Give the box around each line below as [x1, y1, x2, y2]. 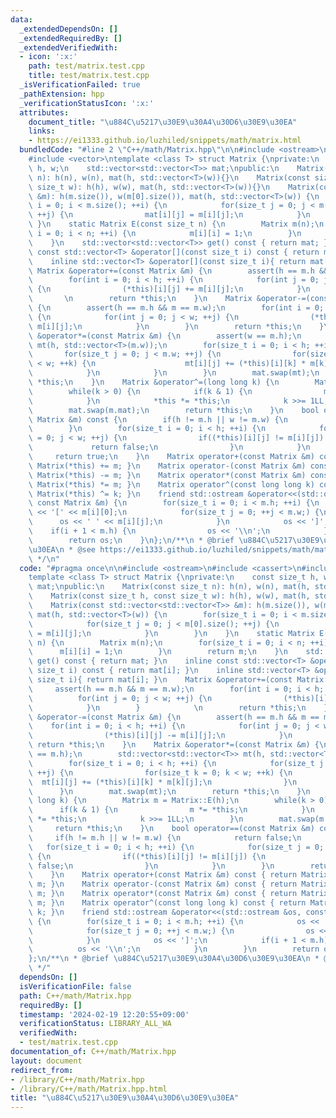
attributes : [19, 107, 70, 118]
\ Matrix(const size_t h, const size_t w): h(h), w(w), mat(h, [28, 591, 311, 601]
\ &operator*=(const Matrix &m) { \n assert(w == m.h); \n [28, 331, 302, 341]
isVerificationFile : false [19, 981, 132, 991]
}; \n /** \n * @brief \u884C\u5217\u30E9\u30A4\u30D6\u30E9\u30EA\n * [28, 954, 320, 964]
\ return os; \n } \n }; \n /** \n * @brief [28, 535, 235, 545]
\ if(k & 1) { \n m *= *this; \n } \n [28, 805, 315, 815]
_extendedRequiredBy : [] [19, 33, 123, 43]
